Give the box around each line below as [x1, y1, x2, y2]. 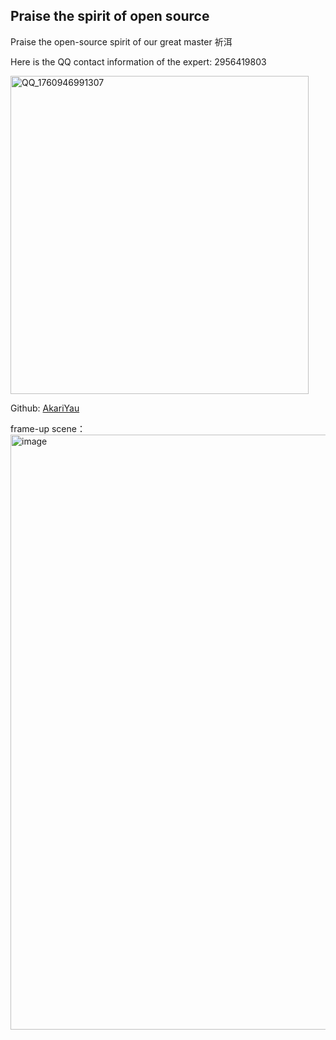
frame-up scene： [10, 422, 86, 434]
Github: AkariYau [10, 402, 80, 414]
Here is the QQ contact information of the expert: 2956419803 [10, 55, 267, 68]
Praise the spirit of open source [10, 8, 210, 25]
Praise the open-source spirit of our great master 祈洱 [10, 35, 233, 48]
